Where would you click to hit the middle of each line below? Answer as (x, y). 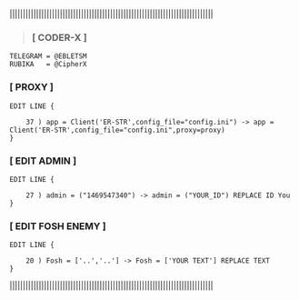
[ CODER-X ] (60, 37)
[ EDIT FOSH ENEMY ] (58, 225)
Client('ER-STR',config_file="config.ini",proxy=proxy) (117, 130)
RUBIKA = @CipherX (49, 65)
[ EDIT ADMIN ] (43, 161)
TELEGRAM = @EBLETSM (49, 56)
